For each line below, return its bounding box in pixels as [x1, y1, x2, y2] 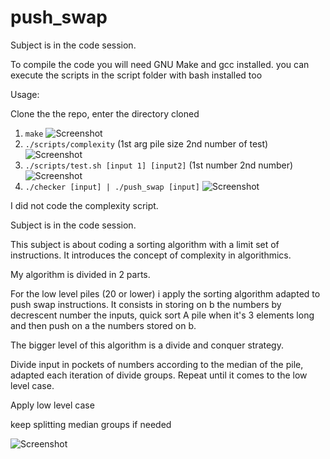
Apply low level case [10, 399, 95, 411]
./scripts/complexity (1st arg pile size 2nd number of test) [24, 137, 269, 150]
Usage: [10, 88, 40, 100]
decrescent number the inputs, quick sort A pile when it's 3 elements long [10, 309, 315, 321]
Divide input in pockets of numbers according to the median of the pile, [10, 358, 304, 370]
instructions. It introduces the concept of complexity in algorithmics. [10, 249, 292, 261]
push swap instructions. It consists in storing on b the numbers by [10, 298, 282, 310]
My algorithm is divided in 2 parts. [10, 268, 151, 280]
